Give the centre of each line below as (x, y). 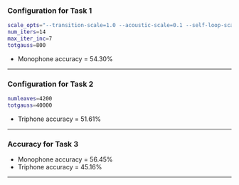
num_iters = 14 (27, 32)
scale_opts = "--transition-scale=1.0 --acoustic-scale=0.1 (95, 26)
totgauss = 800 (27, 45)
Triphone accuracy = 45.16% (60, 167)
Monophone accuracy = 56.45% (65, 159)
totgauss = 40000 (30, 105)
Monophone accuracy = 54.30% (65, 58)
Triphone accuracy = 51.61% (59, 119)
